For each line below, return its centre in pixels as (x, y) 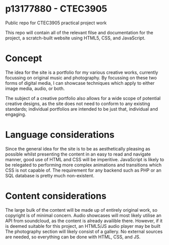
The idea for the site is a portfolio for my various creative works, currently (82, 72)
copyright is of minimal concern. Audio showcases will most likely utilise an (83, 215)
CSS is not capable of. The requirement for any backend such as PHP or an (83, 170)
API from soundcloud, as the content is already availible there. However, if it (84, 221)
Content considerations (56, 196)
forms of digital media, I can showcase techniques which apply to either (80, 83)
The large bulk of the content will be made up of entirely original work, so (81, 210)
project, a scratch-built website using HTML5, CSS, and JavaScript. (75, 38)
